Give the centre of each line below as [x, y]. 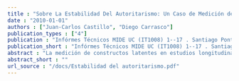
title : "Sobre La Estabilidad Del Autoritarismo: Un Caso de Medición [116, 14]
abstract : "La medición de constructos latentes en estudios [101, 54]
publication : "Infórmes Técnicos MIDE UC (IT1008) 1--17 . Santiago [113, 40]
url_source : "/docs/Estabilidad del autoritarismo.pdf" [94, 66]
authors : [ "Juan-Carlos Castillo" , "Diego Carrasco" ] [90, 27]
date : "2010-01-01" [38, 20]
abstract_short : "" [38, 60]
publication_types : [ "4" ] [47, 33]
